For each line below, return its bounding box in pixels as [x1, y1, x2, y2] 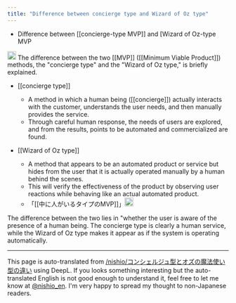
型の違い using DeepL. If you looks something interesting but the [7, 266, 195, 274]
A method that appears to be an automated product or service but [27, 160, 219, 169]
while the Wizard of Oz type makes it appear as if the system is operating [7, 228, 220, 237]
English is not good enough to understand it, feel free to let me [37, 273, 219, 282]
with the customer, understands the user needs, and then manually [27, 103, 222, 111]
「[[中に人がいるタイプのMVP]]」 [27, 200, 125, 208]
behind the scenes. [27, 175, 84, 183]
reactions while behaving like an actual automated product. [27, 190, 199, 198]
